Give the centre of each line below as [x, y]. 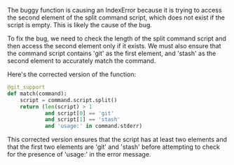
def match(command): [37, 94]
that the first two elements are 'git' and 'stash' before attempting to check [114, 147]
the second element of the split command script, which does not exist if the [116, 17]
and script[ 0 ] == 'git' [79, 113]
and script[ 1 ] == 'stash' [82, 120]
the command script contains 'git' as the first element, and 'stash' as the [112, 53]
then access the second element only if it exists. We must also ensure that [115, 46]
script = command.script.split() [69, 100]
